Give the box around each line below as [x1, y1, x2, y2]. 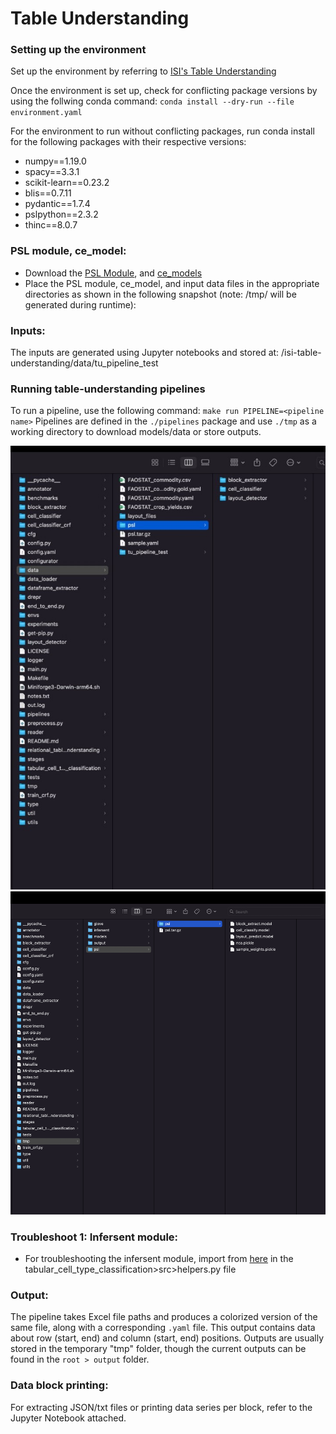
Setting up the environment [10, 43, 147, 57]
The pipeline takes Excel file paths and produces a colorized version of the [10, 1311, 318, 1323]
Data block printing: [10, 1378, 109, 1392]
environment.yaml [10, 108, 83, 118]
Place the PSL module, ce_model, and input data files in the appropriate [24, 277, 320, 289]
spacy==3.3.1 [24, 166, 80, 178]
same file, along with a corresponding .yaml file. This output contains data [10, 1322, 316, 1334]
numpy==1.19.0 [24, 155, 87, 167]
